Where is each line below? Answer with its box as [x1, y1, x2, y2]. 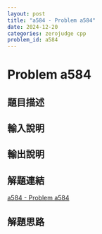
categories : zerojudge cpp [7, 30, 87, 37]
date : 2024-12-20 [7, 23, 58, 30]
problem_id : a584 [7, 37, 58, 44]
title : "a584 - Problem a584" [7, 17, 96, 24]
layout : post [7, 10, 46, 18]
